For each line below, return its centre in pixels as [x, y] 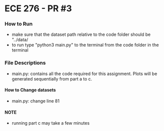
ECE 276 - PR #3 [38, 9]
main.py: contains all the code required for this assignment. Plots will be [84, 74]
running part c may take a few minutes [51, 123]
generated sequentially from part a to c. [52, 79]
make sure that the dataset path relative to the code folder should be [81, 34]
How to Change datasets [30, 90]
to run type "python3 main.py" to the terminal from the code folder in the [85, 45]
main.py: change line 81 [36, 101]
